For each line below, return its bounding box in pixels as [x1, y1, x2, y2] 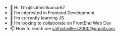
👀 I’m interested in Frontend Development [9, 10, 95, 16]
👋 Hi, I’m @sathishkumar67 [9, 5, 65, 10]
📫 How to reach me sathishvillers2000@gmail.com [9, 26, 115, 31]
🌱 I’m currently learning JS [9, 15, 64, 20]
